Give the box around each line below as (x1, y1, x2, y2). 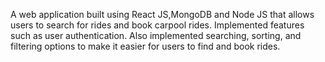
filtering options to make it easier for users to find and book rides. (10, 40, 281, 52)
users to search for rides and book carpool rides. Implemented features (10, 19, 305, 31)
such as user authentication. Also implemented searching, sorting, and (10, 30, 302, 41)
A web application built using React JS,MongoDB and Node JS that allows (10, 9, 315, 20)
